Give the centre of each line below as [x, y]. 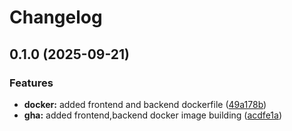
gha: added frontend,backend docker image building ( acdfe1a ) [152, 115]
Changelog [56, 17]
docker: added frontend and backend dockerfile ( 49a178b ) [145, 104]
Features [31, 83]
